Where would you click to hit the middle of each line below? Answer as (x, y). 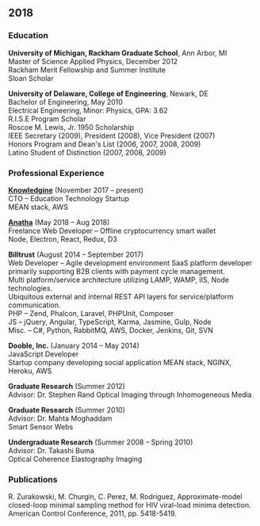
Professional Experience (56, 173)
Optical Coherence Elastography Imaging (75, 459)
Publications (33, 479)
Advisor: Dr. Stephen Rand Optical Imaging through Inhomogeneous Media (130, 394)
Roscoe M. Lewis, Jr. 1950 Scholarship (71, 127)
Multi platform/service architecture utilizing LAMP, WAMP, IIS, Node (119, 280)
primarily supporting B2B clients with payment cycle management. (117, 271)
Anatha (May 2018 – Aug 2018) (59, 222)
